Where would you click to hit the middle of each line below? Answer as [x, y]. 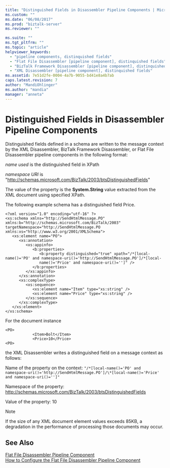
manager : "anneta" [25, 94]
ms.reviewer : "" [22, 29]
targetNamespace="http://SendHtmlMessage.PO [53, 227]
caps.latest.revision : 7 [31, 80]
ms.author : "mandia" [27, 90]
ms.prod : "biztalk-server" [34, 24]
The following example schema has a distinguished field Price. [70, 205]
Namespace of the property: [35, 387]
